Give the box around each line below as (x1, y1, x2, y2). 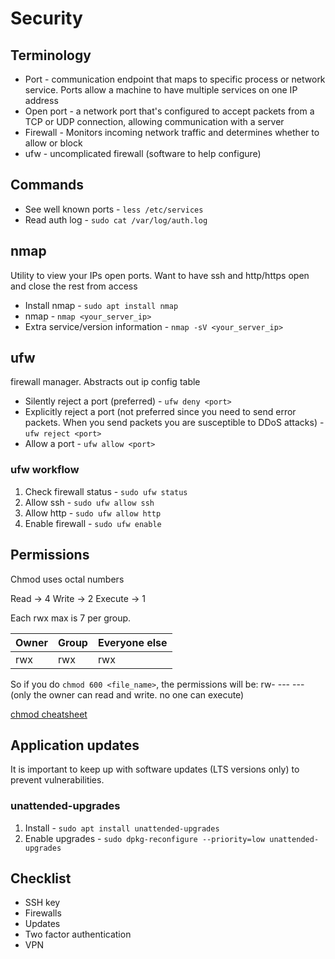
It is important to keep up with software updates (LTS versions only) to (10, 763, 300, 776)
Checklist (10, 870, 72, 887)
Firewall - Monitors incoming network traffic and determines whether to (24, 127, 320, 138)
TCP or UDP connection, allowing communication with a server (24, 116, 285, 127)
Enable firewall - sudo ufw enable (24, 517, 162, 529)
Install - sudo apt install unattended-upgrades (24, 822, 220, 834)
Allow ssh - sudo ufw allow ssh (24, 496, 155, 508)
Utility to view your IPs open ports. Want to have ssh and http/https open (10, 269, 310, 281)
